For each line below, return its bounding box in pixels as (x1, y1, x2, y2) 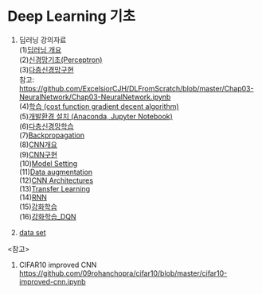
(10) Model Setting (18, 158, 78, 168)
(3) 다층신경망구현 (18, 64, 74, 74)
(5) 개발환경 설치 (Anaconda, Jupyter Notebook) (18, 111, 173, 121)
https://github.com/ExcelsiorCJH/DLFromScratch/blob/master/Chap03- (18, 83, 254, 93)
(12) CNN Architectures (18, 176, 93, 185)
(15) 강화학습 (18, 202, 57, 211)
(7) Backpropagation (18, 130, 85, 140)
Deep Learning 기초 (7, 7, 136, 25)
